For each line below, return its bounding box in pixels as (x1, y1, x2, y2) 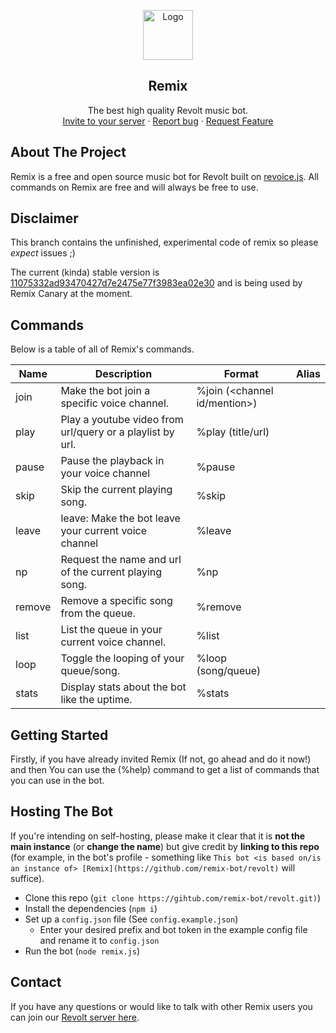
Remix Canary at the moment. (10, 288, 133, 300)
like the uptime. (60, 693, 133, 707)
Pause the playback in (60, 454, 165, 468)
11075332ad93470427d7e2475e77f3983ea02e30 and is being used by (10, 277, 303, 289)
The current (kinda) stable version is (10, 266, 160, 279)
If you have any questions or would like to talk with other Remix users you (10, 1000, 313, 1012)
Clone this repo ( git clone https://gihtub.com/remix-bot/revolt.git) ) (24, 891, 322, 904)
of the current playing (60, 565, 163, 579)
